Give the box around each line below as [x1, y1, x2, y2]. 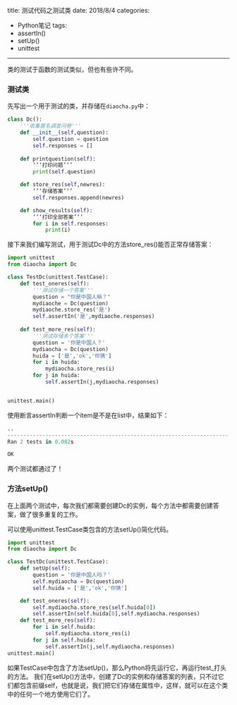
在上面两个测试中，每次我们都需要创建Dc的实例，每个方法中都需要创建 [7, 501, 214, 510]
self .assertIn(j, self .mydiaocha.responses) [44, 643, 175, 650]
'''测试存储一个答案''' [32, 286, 94, 294]
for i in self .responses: [32, 220, 109, 227]
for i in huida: [32, 359, 80, 366]
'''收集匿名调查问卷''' [20, 123, 81, 130]
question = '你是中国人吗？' [32, 572, 111, 579]
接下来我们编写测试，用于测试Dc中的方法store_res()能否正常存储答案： [7, 240, 214, 249]
